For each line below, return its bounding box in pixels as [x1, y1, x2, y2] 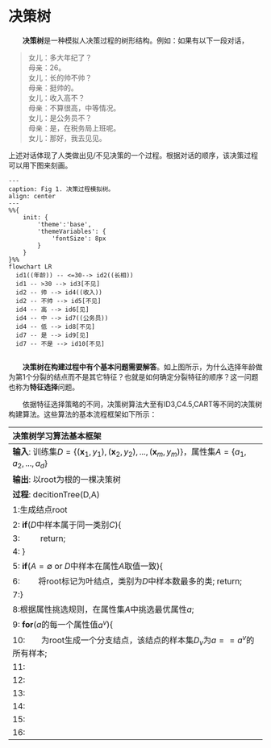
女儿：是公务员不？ [27, 113, 93, 123]
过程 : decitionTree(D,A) [12, 489, 101, 501]
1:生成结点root [12, 505, 68, 516]
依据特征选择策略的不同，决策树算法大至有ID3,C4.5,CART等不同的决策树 [23, 399, 263, 409]
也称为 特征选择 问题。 [8, 382, 79, 392]
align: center [8, 192, 56, 200]
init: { [23, 213, 48, 222]
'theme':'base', [37, 220, 92, 228]
